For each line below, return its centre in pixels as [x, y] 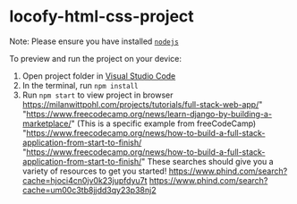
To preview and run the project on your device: [95, 58]
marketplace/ [47, 123]
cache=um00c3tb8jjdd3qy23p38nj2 [89, 190]
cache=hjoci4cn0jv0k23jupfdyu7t [85, 180]
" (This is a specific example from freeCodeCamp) [164, 123]
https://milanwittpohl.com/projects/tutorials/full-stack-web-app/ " [142, 104]
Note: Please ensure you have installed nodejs [94, 41]
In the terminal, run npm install [80, 85]
